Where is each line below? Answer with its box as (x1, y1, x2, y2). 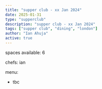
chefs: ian (5, 59, 26, 65)
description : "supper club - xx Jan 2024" (5, 21, 95, 27)
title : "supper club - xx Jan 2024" (5, 7, 82, 13)
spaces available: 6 (5, 49, 45, 56)
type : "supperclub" (5, 17, 46, 22)
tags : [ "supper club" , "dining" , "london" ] (5, 26, 98, 31)
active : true (5, 36, 33, 41)
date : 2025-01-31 (5, 12, 42, 17)
